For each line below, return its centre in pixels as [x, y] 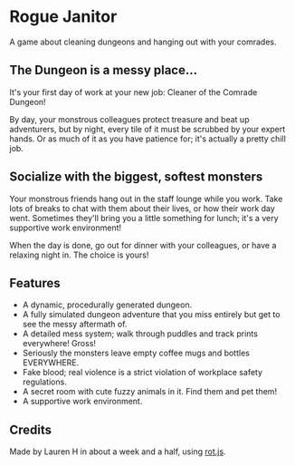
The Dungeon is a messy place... [104, 70]
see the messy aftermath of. [75, 325]
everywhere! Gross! [59, 344]
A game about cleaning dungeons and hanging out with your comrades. [143, 42]
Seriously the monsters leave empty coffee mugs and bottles [136, 353]
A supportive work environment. [82, 402]
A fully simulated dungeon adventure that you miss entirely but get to [151, 315]
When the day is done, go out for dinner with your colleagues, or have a [143, 245]
